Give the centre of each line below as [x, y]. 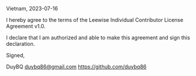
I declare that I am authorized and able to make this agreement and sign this [98, 37]
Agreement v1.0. [26, 26]
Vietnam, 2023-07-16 [32, 9]
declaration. [21, 44]
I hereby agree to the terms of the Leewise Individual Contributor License [95, 20]
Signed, [15, 55]
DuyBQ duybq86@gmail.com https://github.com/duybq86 [77, 67]
